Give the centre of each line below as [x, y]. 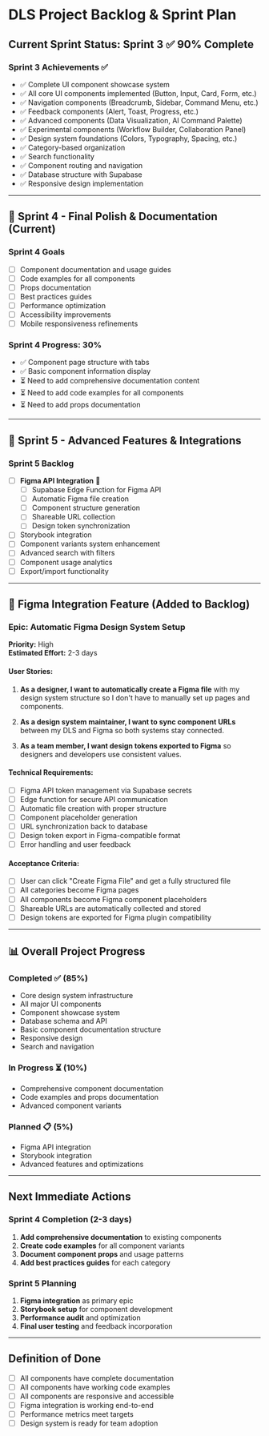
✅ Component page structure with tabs [84, 363]
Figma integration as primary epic [76, 1300]
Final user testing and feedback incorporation [96, 1326]
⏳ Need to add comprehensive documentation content [110, 381]
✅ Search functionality [57, 156]
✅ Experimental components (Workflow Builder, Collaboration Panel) [133, 129]
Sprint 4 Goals [37, 252]
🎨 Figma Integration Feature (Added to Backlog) [129, 605]
